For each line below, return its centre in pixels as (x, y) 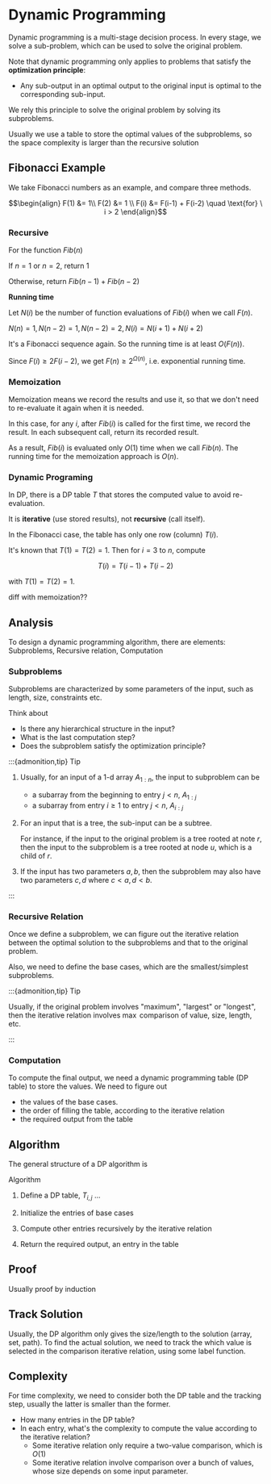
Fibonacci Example (57, 168)
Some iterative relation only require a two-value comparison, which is (147, 1445)
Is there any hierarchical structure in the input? (98, 729)
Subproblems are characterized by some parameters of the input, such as (131, 689)
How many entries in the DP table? (77, 1420)
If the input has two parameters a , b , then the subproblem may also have (140, 871)
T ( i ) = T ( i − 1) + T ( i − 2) (135, 566)
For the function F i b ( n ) (46, 250)
